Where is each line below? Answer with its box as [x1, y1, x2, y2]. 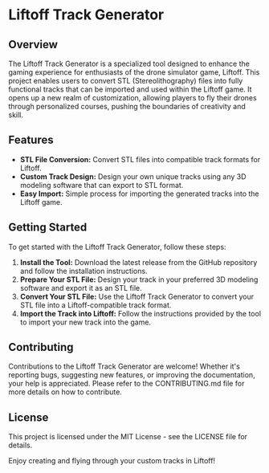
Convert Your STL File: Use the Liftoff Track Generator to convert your [19, 292, 255, 301]
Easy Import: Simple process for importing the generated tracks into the [19, 189, 259, 198]
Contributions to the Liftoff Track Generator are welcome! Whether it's [8, 361, 241, 371]
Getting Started [8, 221, 88, 234]
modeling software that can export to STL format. [19, 180, 184, 190]
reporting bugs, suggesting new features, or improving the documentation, [8, 370, 255, 380]
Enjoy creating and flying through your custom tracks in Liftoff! [8, 456, 215, 466]
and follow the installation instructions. [19, 266, 148, 275]
